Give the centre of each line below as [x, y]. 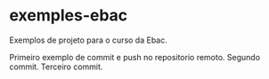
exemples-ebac [69, 16]
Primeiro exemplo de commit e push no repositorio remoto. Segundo [135, 57]
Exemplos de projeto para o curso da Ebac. [88, 40]
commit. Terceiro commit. [56, 67]
